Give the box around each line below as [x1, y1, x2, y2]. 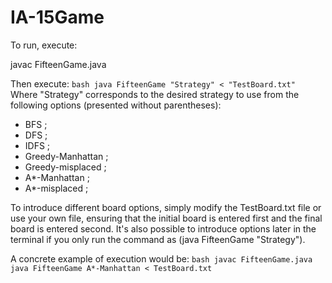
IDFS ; [24, 139, 51, 151]
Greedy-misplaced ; [24, 161, 107, 173]
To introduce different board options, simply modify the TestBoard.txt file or [10, 201, 322, 213]
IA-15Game [10, 6, 105, 29]
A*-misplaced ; [24, 182, 89, 194]
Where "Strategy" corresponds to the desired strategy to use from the [10, 88, 300, 100]
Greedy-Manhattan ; [24, 150, 109, 162]
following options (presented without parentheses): [10, 99, 222, 111]
